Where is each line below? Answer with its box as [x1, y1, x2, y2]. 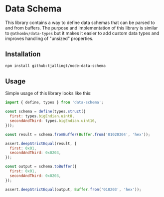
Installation [5, 50, 41, 58]
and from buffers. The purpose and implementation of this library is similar [5, 24, 158, 30]
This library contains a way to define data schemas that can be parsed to [5, 19, 156, 25]
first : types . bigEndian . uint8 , [9, 113, 75, 119]
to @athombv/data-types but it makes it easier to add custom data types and [5, 30, 160, 36]
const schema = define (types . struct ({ [5, 109, 86, 114]
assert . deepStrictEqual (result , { [5, 141, 77, 146]
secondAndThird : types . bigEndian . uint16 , [9, 118, 97, 123]
